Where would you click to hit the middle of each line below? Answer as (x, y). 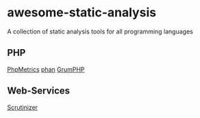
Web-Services (39, 91)
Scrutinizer (23, 107)
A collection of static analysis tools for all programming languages (100, 31)
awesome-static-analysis (82, 13)
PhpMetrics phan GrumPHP (46, 69)
